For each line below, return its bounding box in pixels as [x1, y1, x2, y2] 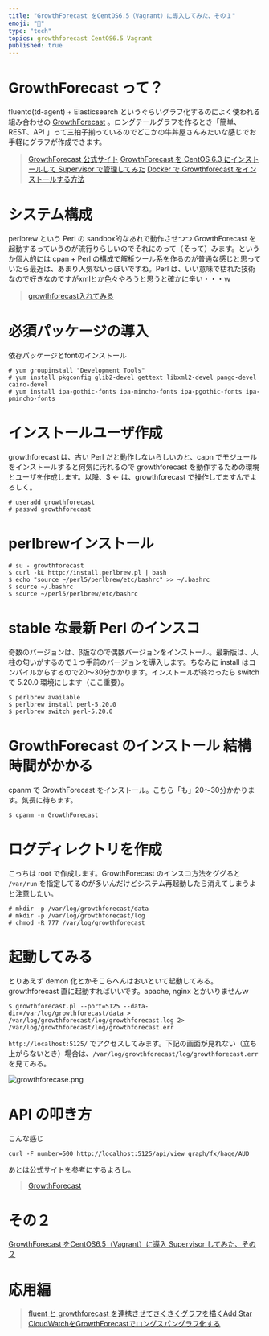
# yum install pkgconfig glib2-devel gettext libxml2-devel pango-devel [8, 373, 257, 381]
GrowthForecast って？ [8, 79, 164, 97]
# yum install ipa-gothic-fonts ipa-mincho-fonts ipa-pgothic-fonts [8, 387, 243, 395]
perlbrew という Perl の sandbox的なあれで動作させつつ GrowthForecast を [8, 234, 257, 243]
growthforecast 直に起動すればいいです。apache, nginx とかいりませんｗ [8, 986, 250, 996]
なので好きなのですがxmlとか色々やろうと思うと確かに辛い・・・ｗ [8, 274, 231, 283]
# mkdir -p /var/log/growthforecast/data [8, 905, 149, 913]
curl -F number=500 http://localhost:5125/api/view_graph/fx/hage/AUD [8, 1149, 250, 1157]
